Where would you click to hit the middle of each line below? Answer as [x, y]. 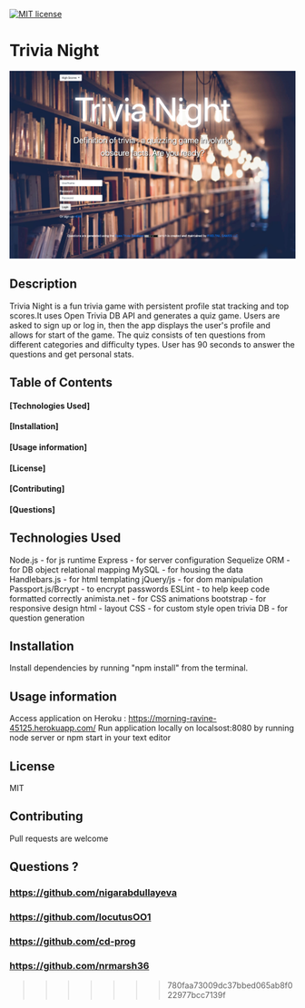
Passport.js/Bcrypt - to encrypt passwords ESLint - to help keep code [140, 589]
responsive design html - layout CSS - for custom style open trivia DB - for [149, 608]
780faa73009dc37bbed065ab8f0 [230, 985]
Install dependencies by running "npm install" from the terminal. [129, 668]
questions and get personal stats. [72, 354]
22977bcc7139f [197, 995]
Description [43, 284]
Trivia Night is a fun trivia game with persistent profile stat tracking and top [149, 306]
